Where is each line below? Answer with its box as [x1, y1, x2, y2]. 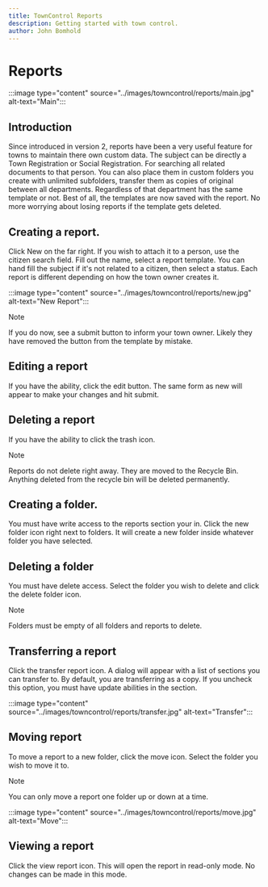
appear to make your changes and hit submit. [8, 389, 160, 400]
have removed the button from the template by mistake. [8, 336, 194, 345]
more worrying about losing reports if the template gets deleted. [8, 202, 222, 211]
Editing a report [8, 360, 88, 374]
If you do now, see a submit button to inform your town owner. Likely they [8, 328, 253, 337]
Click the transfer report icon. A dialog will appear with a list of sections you [8, 666, 261, 675]
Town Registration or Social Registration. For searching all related [8, 159, 226, 169]
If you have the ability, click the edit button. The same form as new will [8, 381, 243, 391]
